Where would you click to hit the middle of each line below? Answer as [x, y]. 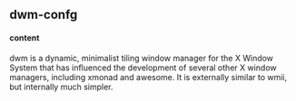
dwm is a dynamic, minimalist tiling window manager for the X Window [142, 58]
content [25, 37]
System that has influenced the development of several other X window [143, 68]
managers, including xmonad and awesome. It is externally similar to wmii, [148, 77]
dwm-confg [44, 15]
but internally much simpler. [61, 87]
